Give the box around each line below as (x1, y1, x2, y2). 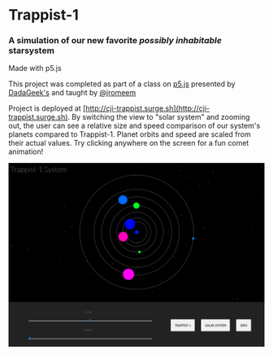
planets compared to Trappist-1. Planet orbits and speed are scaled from (8, 129, 251, 139)
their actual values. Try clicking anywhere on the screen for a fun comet (8, 138, 249, 148)
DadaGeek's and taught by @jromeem (8, 88, 136, 98)
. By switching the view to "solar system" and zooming (67, 112, 250, 122)
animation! (8, 147, 44, 156)
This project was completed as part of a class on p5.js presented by (8, 79, 236, 89)
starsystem (8, 45, 55, 56)
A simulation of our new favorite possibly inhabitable (8, 35, 222, 46)
